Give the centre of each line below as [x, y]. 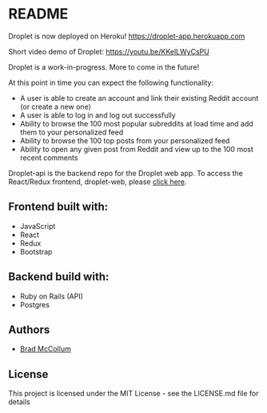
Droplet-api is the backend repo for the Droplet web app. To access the [126, 173]
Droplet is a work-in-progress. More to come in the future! [104, 67]
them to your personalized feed [72, 132]
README [38, 14]
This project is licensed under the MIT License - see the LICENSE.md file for [133, 394]
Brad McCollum [46, 349]
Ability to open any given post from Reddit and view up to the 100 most [137, 149]
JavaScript [38, 226]
